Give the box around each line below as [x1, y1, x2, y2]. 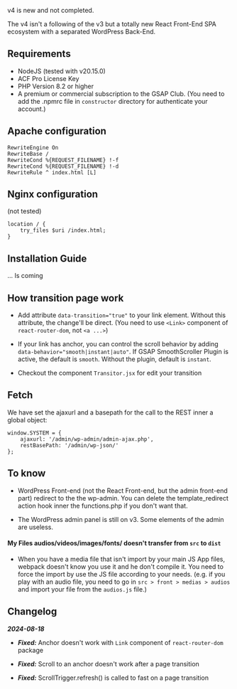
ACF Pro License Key [17, 74, 79, 82]
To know [7, 467, 46, 479]
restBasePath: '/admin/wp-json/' [20, 442, 119, 449]
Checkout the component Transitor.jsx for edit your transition [17, 369, 202, 378]
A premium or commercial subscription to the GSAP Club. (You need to [17, 89, 225, 98]
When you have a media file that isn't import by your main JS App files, [17, 555, 226, 563]
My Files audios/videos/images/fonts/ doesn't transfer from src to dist [7, 539, 221, 548]
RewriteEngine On [7, 144, 59, 151]
